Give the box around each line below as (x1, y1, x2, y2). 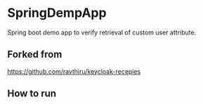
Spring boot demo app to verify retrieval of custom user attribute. (7, 28, 197, 37)
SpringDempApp (7, 5, 107, 21)
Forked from (7, 48, 63, 60)
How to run (7, 88, 57, 100)
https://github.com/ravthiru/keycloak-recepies (7, 67, 141, 75)
